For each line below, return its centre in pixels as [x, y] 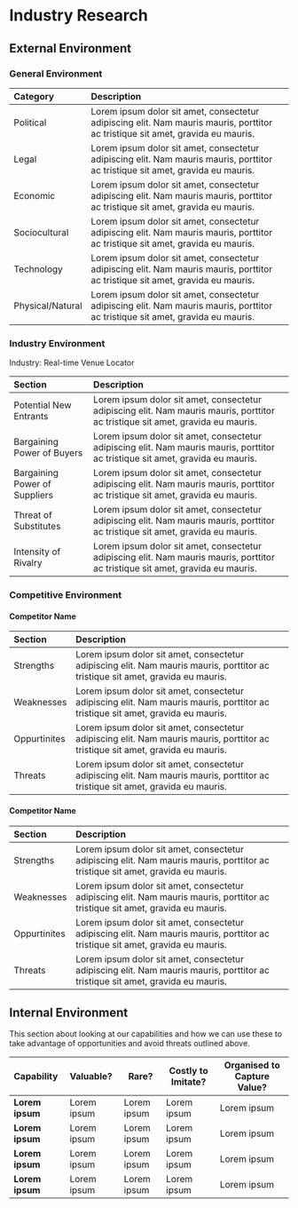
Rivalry [28, 563]
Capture [252, 1077]
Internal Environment [69, 1012]
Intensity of [37, 552]
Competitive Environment [66, 595]
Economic [35, 195]
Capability [36, 1077]
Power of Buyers [48, 453]
